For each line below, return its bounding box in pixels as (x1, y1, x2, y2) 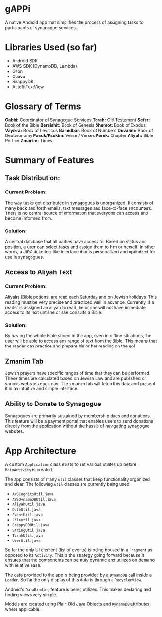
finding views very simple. (5, 591, 57, 598)
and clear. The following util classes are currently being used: (5, 481, 131, 487)
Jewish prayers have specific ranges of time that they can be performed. (5, 370, 151, 376)
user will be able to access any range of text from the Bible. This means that (5, 338, 157, 344)
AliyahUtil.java (12, 502, 45, 507)
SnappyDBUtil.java (12, 522, 49, 527)
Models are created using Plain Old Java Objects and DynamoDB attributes (5, 601, 150, 607)
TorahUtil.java (12, 533, 43, 538)
